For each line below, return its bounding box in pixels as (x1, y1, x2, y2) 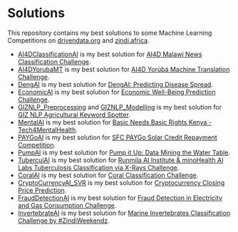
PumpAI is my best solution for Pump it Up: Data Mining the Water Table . (17, 148, 230, 157)
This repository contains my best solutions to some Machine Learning (7, 28, 212, 37)
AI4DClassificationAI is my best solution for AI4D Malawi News (17, 50, 202, 58)
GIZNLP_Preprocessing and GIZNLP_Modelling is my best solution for (17, 102, 222, 111)
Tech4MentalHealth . (17, 125, 78, 134)
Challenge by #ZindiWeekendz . (17, 216, 110, 225)
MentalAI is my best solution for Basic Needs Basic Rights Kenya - (17, 117, 212, 126)
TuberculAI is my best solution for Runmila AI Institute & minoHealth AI (17, 155, 224, 164)
